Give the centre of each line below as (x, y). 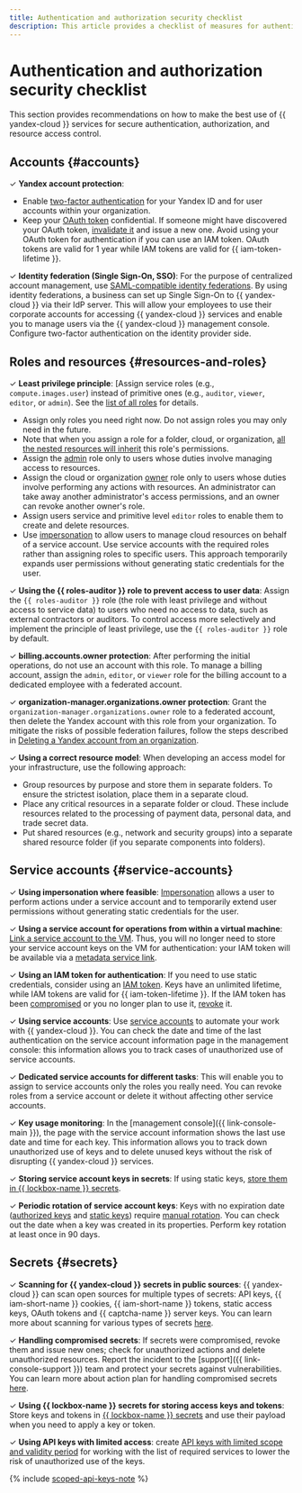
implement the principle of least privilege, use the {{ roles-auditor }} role (148, 629)
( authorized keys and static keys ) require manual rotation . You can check (145, 1215)
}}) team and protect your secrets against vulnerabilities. (178, 1369)
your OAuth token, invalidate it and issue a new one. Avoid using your (150, 230)
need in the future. (57, 430)
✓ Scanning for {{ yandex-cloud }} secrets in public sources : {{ (130, 1284)
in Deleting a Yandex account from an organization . (104, 740)
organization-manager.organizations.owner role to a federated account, (142, 711)
